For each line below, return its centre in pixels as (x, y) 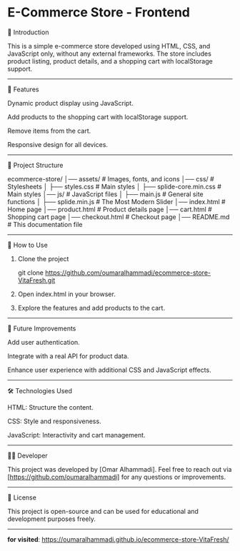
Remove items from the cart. (49, 131)
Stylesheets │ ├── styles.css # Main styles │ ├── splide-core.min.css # (114, 186)
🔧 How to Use (27, 245)
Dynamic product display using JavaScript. (70, 103)
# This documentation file (45, 224)
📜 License (22, 497)
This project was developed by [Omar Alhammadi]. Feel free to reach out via (120, 469)
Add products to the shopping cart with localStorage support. (98, 117)
